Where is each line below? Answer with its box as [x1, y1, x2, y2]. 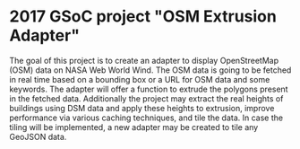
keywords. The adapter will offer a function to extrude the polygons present [9, 83, 288, 94]
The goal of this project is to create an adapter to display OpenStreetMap [9, 55, 279, 66]
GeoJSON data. [9, 131, 67, 142]
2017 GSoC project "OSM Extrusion [9, 6, 278, 27]
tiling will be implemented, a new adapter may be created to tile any [9, 121, 259, 132]
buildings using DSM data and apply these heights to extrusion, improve [9, 102, 275, 113]
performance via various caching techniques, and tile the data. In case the [9, 112, 284, 123]
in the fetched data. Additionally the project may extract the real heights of [9, 92, 284, 104]
